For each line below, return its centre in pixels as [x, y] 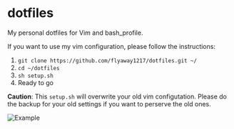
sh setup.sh [35, 76]
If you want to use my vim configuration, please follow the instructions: [112, 46]
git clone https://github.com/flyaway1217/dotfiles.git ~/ [107, 61]
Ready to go [35, 82]
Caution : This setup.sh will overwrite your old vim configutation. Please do [117, 96]
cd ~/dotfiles [39, 68]
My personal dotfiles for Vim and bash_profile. [75, 33]
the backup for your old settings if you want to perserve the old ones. [110, 103]
